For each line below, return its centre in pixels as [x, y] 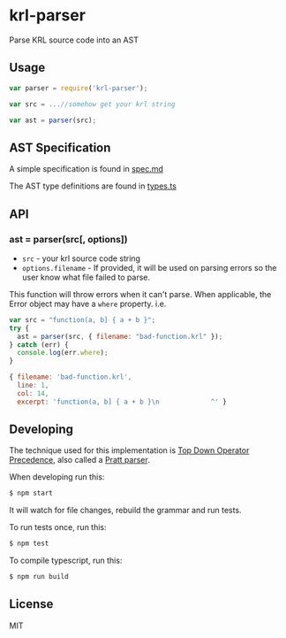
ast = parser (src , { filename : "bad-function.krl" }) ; [120, 336]
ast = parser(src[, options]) [68, 239]
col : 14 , [33, 393]
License [31, 604]
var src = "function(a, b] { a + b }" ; [83, 319]
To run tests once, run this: [58, 527]
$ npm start [31, 493]
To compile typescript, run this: [66, 561]
